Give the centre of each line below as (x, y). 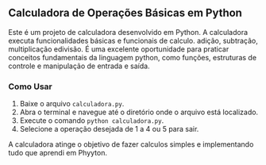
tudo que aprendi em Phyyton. (58, 153)
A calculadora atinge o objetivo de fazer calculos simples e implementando (131, 144)
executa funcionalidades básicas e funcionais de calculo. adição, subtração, (133, 40)
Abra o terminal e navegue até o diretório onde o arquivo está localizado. (139, 112)
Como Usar (31, 86)
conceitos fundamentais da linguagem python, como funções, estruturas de (132, 57)
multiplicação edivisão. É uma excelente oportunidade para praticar (119, 49)
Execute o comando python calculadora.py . (92, 121)
